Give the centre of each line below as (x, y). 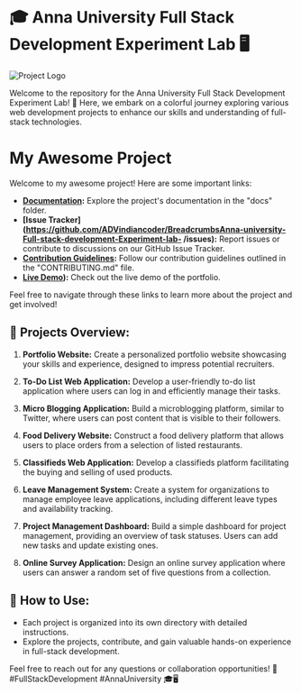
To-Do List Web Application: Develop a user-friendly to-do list (139, 381)
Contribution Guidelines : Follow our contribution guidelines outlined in (154, 258)
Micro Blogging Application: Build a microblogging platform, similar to (153, 408)
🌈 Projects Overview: (70, 333)
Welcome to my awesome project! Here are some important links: (131, 183)
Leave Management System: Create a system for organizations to (146, 489)
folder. (34, 210)
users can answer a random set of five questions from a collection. (146, 572)
